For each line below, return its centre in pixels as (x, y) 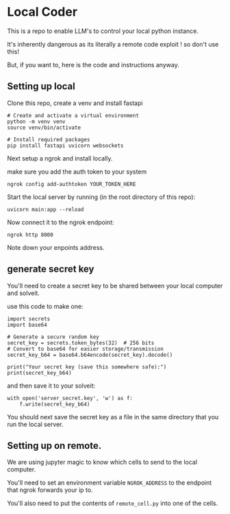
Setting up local (41, 86)
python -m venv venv (37, 121)
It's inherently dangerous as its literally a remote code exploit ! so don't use (113, 44)
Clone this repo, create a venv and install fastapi (75, 103)
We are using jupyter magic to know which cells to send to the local (102, 462)
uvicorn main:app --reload (46, 209)
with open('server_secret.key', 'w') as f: (70, 398)
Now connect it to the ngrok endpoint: (61, 222)
